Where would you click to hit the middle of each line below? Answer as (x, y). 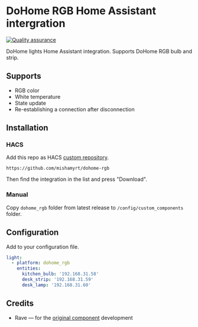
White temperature (38, 96)
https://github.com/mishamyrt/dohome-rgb (58, 169)
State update (30, 103)
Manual (17, 195)
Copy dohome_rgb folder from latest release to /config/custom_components (95, 208)
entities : (29, 268)
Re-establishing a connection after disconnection (74, 109)
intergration (36, 23)
